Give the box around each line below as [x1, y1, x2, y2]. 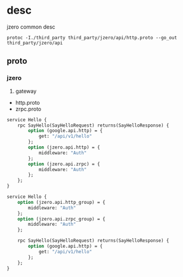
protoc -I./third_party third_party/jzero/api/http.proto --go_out [7, 34, 178, 40]
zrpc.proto [15, 105, 42, 112]
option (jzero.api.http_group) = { [17, 199, 106, 205]
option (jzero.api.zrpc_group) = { [17, 216, 106, 222]
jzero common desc [7, 23, 56, 30]
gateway [15, 87, 37, 95]
